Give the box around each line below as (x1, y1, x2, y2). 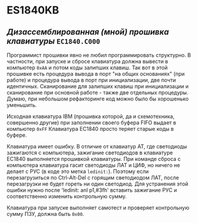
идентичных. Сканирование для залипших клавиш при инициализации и (6, 83, 189, 90)
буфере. (6, 131, 27, 138)
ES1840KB (6, 4, 59, 17)
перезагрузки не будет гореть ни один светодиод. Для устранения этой (6, 180, 189, 187)
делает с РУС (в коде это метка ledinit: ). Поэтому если (6, 168, 149, 175)
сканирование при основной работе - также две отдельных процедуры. (6, 89, 189, 96)
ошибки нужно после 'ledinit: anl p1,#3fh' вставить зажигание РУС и (6, 187, 177, 194)
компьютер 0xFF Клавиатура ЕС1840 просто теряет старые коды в (6, 126, 174, 132)
